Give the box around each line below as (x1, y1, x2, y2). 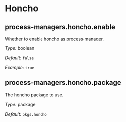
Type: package (5, 101, 36, 107)
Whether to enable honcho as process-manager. (5, 36, 104, 41)
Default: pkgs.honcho (5, 111, 47, 117)
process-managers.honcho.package (5, 79, 121, 87)
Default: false (5, 55, 34, 61)
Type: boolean (5, 45, 35, 51)
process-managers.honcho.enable (5, 23, 115, 31)
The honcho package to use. (5, 92, 64, 98)
